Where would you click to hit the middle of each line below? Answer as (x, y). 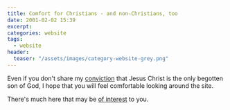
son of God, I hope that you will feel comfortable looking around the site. (110, 85)
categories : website (37, 33)
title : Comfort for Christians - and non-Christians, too (92, 13)
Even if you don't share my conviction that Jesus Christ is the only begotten (115, 78)
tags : (15, 39)
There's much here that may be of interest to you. (78, 99)
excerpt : (20, 26)
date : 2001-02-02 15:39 (42, 20)
